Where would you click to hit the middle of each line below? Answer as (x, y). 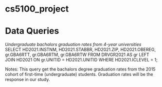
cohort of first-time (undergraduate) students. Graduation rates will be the (79, 74)
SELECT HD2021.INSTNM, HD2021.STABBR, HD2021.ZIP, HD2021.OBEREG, (81, 50)
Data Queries (32, 31)
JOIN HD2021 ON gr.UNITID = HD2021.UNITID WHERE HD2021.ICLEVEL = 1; (81, 60)
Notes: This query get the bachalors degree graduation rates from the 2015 (80, 69)
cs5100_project (37, 9)
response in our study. (27, 80)
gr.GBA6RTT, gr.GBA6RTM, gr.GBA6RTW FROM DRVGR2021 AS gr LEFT (77, 55)
